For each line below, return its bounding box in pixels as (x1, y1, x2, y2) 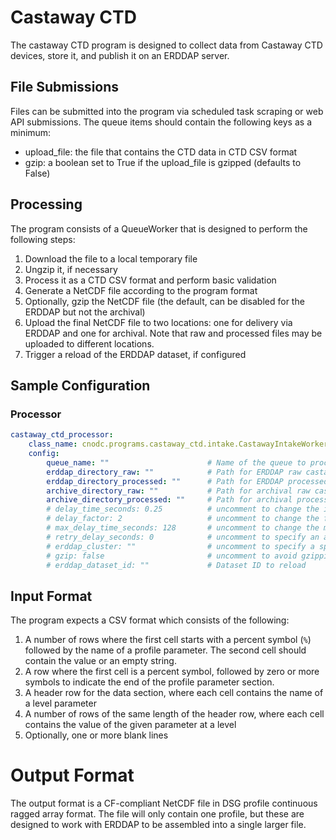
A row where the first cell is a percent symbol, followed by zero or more (24, 666, 320, 678)
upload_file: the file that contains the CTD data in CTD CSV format (24, 146, 298, 158)
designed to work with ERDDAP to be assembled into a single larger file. (10, 819, 307, 831)
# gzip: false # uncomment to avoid (46, 551, 298, 561)
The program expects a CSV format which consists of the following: (10, 614, 290, 626)
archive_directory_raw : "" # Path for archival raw (46, 486, 311, 496)
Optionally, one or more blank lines (24, 729, 169, 741)
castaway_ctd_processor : (10, 430, 114, 440)
